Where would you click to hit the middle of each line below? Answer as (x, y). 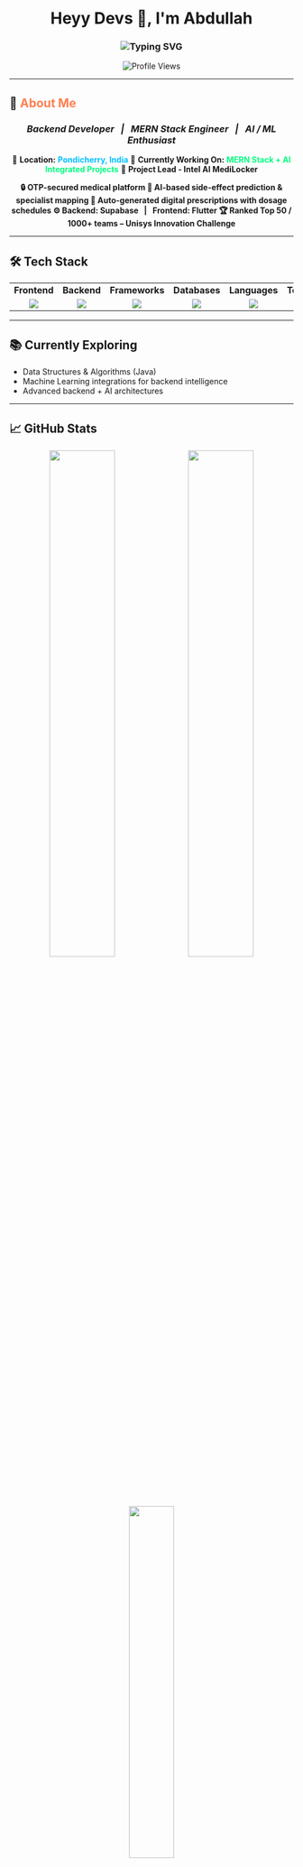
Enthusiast (151, 140)
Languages (253, 290)
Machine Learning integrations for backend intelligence (125, 381)
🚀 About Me (43, 103)
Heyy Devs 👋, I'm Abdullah (151, 18)
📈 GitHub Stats (53, 429)
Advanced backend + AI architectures (93, 391)
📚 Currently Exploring (73, 345)
